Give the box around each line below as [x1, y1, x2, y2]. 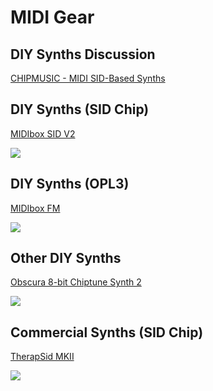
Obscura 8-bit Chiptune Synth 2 [10, 276, 142, 288]
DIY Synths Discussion [10, 46, 156, 63]
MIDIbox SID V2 [10, 127, 76, 140]
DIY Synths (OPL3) [10, 176, 130, 193]
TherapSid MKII [10, 351, 75, 363]
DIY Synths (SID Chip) [10, 101, 150, 118]
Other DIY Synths [10, 250, 122, 267]
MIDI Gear [10, 6, 95, 29]
